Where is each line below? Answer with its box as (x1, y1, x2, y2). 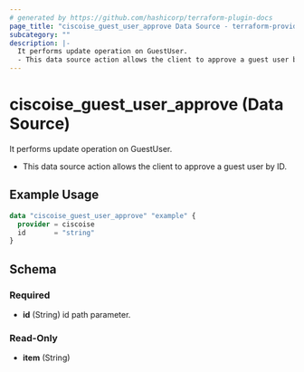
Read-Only (9, 331, 59, 344)
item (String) (22, 352, 71, 363)
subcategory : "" (9, 30, 71, 39)
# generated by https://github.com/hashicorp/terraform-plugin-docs (9, 13, 273, 23)
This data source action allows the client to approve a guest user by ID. (22, 160, 288, 172)
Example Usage (9, 187, 100, 203)
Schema (9, 262, 57, 277)
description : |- (9, 38, 71, 48)
